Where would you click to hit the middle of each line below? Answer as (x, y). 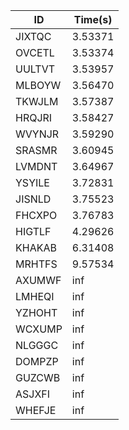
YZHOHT (36, 312)
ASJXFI (33, 394)
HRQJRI (34, 117)
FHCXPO (36, 215)
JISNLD (33, 199)
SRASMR (36, 150)
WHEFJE (36, 410)
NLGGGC (37, 345)
